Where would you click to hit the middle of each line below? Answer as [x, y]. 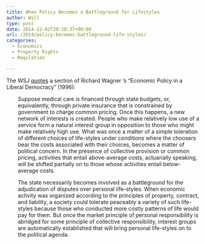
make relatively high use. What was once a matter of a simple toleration [108, 131]
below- [172, 164]
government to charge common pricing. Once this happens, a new [102, 112]
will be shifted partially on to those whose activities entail [90, 164]
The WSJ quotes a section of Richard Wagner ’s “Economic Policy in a [95, 80]
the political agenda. [43, 234]
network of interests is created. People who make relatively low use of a [109, 118]
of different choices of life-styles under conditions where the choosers [107, 138]
